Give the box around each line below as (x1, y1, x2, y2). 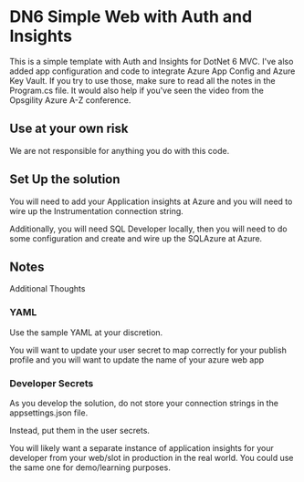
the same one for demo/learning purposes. (9, 462, 171, 473)
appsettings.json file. (9, 407, 89, 418)
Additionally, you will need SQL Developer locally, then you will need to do (9, 223, 288, 234)
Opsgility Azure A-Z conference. (9, 94, 131, 106)
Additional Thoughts (9, 283, 86, 294)
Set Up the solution (9, 171, 121, 188)
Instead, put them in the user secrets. (9, 425, 151, 436)
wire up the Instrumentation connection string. (9, 205, 184, 216)
